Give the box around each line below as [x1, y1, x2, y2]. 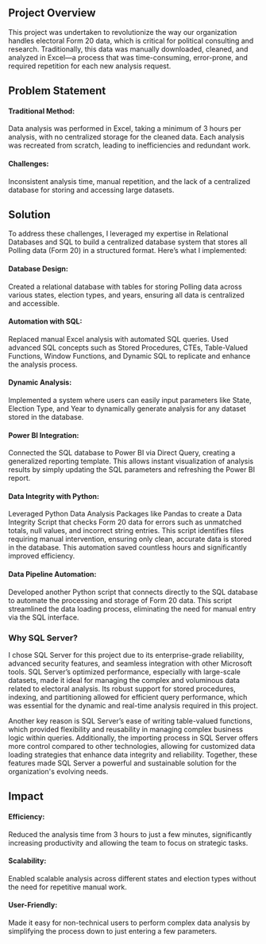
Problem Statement [8, 84, 106, 98]
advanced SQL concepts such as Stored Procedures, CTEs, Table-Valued [8, 343, 249, 352]
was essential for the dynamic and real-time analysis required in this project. [8, 700, 258, 710]
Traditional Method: [8, 106, 75, 116]
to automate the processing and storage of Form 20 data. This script [8, 595, 233, 605]
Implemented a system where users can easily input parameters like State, [8, 396, 252, 405]
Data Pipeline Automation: [8, 570, 97, 579]
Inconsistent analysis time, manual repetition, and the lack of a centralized [8, 176, 251, 186]
